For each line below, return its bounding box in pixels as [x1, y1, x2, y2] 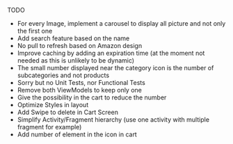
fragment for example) [17, 123, 82, 131]
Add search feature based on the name [17, 34, 130, 42]
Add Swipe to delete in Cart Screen [17, 108, 118, 116]
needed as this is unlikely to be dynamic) [17, 56, 134, 65]
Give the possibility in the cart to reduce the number [17, 93, 167, 102]
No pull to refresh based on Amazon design [17, 42, 143, 49]
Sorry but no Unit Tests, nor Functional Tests [17, 79, 146, 86]
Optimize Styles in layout [17, 101, 89, 109]
